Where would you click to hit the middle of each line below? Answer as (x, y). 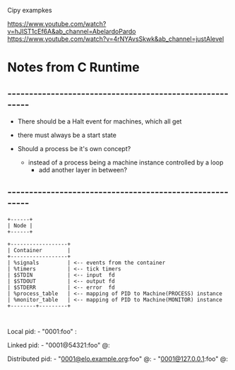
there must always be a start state (67, 135)
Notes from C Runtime (73, 67)
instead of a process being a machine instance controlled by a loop (126, 162)
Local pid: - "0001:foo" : (42, 331)
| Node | (20, 225)
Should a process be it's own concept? (74, 149)
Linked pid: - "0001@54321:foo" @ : (59, 345)
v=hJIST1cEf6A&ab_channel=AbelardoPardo (72, 31)
